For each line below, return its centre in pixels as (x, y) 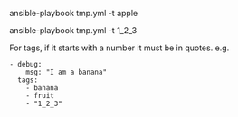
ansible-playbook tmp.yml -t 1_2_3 (73, 30)
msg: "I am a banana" (66, 72)
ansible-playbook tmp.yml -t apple (74, 13)
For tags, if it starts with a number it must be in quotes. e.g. (119, 48)
